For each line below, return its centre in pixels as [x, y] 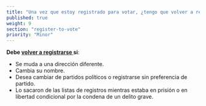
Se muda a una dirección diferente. [59, 64]
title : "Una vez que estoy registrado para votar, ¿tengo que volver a [100, 12]
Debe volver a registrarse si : [43, 52]
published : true [27, 18]
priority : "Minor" [30, 35]
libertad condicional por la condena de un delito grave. [84, 97]
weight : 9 [19, 23]
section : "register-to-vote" [44, 29]
